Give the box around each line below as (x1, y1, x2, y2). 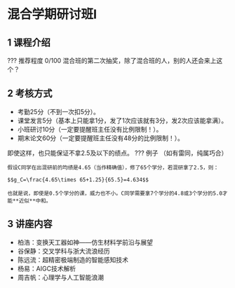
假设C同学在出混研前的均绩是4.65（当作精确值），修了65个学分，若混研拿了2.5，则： (7, 164, 219, 171)
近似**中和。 (18, 197, 51, 204)
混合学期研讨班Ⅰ (7, 6, 97, 22)
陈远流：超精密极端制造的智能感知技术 (17, 255, 128, 263)
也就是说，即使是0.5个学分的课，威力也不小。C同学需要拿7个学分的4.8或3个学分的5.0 (7, 190, 223, 197)
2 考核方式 (7, 88, 53, 100)
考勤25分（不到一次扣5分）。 (17, 107, 100, 116)
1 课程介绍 (7, 36, 51, 48)
